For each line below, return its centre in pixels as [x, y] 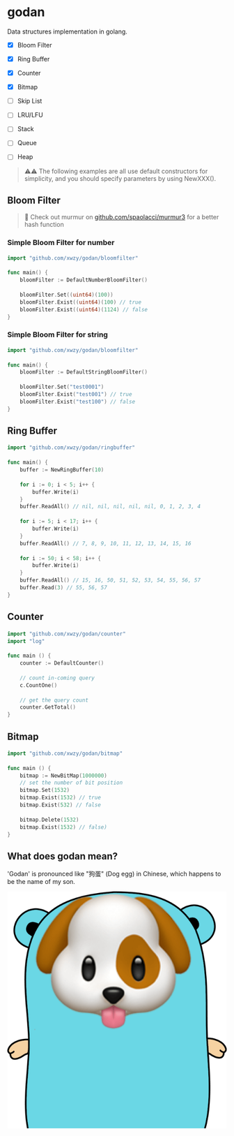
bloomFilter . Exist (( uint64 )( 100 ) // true [80, 302]
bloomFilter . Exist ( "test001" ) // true [76, 394]
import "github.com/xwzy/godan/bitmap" [65, 753]
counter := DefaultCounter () [62, 663]
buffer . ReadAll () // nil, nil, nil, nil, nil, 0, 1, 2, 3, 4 [110, 507]
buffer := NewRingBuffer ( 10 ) [62, 470]
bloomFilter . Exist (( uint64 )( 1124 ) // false [84, 309]
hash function [44, 225]
